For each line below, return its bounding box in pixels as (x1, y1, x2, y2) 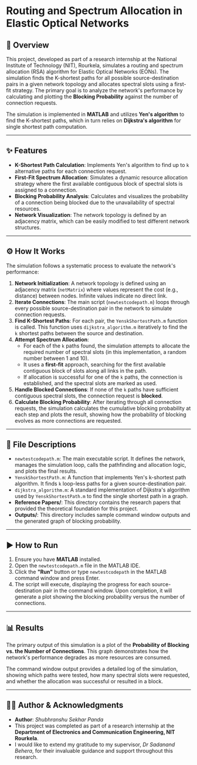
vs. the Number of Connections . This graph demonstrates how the (6, 648, 169, 655)
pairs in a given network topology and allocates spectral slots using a (6, 81, 174, 88)
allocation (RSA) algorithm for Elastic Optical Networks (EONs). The (6, 68, 169, 75)
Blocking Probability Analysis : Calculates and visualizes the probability (14, 192, 189, 199)
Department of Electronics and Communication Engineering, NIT (14, 728, 175, 736)
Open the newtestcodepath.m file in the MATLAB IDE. (14, 562, 141, 569)
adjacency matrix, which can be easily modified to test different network (14, 218, 189, 225)
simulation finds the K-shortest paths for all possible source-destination (6, 75, 179, 81)
